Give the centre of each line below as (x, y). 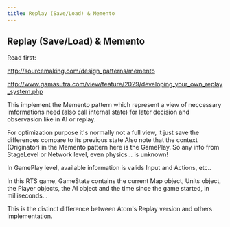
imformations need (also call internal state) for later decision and (99, 112)
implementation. (30, 216)
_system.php (25, 92)
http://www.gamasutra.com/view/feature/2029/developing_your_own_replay (115, 84)
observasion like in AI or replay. (51, 119)
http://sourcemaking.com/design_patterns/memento (81, 71)
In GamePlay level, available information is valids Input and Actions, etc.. (109, 168)
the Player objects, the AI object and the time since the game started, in (108, 189)
